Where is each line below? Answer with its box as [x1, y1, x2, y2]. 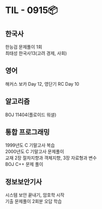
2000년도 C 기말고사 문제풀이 [5, 149, 64, 155]
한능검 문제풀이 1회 [5, 44, 42, 50]
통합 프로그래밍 [5, 128, 50, 136]
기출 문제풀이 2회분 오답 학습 [5, 198, 62, 204]
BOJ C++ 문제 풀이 [5, 161, 43, 167]
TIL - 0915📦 [5, 5, 58, 16]
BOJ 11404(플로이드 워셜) [5, 112, 57, 118]
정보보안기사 [5, 178, 42, 186]
